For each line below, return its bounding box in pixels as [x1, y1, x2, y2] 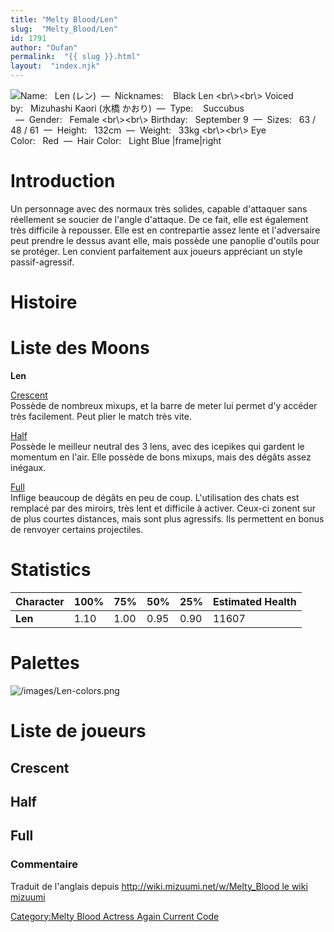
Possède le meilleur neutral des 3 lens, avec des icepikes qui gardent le [10, 441, 305, 453]
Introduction [10, 170, 116, 193]
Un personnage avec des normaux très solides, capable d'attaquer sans [10, 202, 308, 215]
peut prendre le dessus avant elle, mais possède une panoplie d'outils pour [10, 234, 320, 246]
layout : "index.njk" [10, 61, 101, 71]
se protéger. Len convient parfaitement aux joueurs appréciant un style [10, 245, 303, 257]
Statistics [10, 559, 92, 581]
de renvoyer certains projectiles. [10, 524, 144, 536]
